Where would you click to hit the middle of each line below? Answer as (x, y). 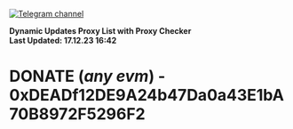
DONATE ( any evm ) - (87, 77)
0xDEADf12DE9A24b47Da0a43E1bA (146, 96)
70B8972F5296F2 (77, 114)
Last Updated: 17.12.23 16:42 (63, 40)
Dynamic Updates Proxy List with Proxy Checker (100, 31)
